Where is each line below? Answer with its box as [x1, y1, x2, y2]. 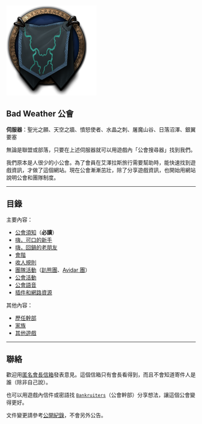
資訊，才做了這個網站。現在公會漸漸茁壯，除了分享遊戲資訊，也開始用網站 [11, 166, 196, 174]
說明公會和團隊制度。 [6, 174, 59, 181]
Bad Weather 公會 [6, 109, 74, 119]
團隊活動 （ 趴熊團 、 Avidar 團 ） [14, 266, 91, 273]
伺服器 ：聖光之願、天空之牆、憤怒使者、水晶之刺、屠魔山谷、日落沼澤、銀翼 [6, 126, 196, 133]
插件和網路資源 [14, 288, 52, 296]
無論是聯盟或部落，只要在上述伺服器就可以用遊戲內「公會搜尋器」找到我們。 [6, 146, 196, 153]
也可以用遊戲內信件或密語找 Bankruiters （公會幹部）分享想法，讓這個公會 [6, 392, 191, 399]
